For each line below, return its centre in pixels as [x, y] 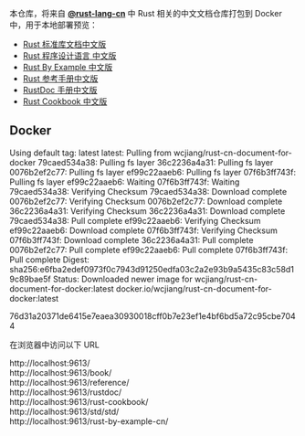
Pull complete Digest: [49, 260]
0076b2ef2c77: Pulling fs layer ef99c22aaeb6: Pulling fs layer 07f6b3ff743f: [153, 172]
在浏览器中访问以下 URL [55, 345]
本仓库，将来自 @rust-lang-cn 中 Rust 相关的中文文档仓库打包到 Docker [146, 13]
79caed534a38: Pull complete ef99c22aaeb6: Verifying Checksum [135, 220]
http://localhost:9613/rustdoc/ [66, 392]
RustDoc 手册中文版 [60, 90]
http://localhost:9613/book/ [61, 372]
